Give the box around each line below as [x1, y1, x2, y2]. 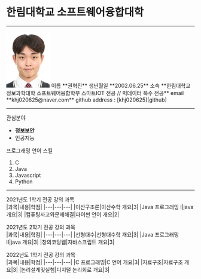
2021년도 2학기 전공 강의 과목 [6, 223, 76, 231]
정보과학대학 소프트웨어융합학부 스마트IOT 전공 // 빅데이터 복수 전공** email [6, 89, 184, 96]
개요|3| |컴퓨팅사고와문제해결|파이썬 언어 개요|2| [6, 210, 120, 218]
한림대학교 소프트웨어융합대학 [6, 5, 144, 19]
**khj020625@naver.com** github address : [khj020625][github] [6, 96, 167, 103]
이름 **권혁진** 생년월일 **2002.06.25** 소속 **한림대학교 [51, 82, 191, 89]
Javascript [14, 171, 41, 179]
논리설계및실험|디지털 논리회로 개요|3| [20, 266, 109, 273]
